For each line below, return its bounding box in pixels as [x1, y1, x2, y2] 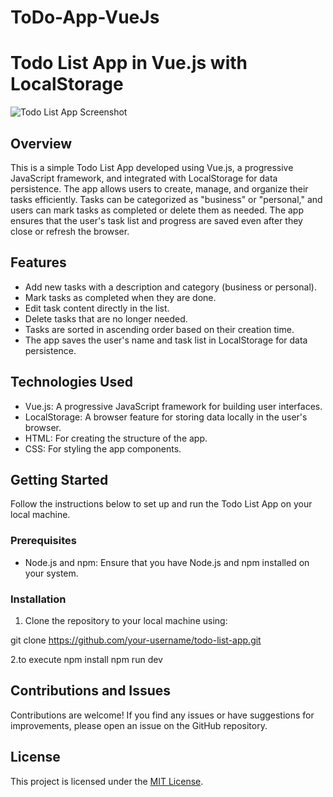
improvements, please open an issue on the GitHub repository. [10, 719, 268, 731]
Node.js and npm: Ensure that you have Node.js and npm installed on [24, 556, 310, 568]
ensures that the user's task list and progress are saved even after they [10, 214, 303, 226]
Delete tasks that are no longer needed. [24, 312, 188, 325]
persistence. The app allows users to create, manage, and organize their [10, 182, 309, 195]
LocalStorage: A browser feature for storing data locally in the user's [24, 411, 308, 423]
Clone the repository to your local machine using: [24, 614, 228, 626]
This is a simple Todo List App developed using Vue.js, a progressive [10, 161, 294, 173]
